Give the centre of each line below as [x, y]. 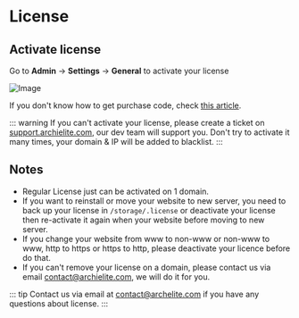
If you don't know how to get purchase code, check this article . [125, 105]
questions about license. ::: [59, 303]
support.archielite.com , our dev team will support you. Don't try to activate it [149, 132]
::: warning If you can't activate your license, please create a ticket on [137, 123]
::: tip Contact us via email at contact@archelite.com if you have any [134, 294]
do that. [37, 257]
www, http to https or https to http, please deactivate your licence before [156, 248]
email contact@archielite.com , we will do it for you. [116, 276]
